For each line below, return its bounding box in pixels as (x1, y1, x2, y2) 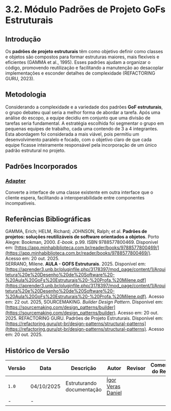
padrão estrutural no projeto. (5, 147, 66, 153)
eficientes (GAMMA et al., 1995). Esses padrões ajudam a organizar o (5, 59, 151, 65)
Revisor (126, 364, 146, 372)
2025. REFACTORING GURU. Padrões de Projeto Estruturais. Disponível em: (5, 315, 163, 322)
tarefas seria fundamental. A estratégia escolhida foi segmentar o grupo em (5, 120, 164, 126)
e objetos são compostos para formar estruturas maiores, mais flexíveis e (5, 54, 159, 60)
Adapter (5, 177, 26, 185)
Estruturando (65, 380, 97, 387)
